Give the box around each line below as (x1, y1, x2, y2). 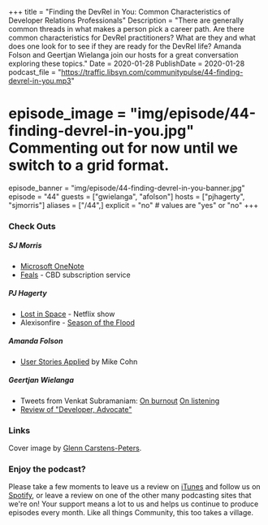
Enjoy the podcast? (8, 463, 87, 475)
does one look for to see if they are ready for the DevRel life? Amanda (8, 41, 242, 51)
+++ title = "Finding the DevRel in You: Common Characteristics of (8, 7, 231, 16)
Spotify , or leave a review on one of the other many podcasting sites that (8, 491, 252, 501)
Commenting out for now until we (8, 139, 238, 158)
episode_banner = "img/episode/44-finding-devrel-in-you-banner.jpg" (8, 183, 245, 193)
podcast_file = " (8, 67, 62, 76)
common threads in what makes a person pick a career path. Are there (8, 24, 245, 33)
